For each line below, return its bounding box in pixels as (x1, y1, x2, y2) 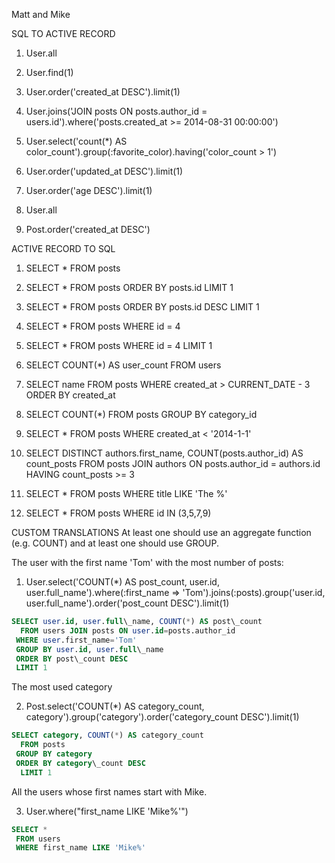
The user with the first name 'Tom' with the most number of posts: (11, 557, 284, 568)
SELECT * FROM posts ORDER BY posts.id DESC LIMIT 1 (25, 301, 260, 313)
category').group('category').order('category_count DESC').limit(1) (25, 711, 300, 723)
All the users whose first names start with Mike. (11, 785, 208, 798)
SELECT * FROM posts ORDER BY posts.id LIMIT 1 (25, 282, 234, 293)
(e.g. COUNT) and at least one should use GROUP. (11, 537, 220, 549)
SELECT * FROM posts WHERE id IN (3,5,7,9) (25, 507, 212, 519)
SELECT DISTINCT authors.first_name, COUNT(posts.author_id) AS (25, 447, 304, 459)
